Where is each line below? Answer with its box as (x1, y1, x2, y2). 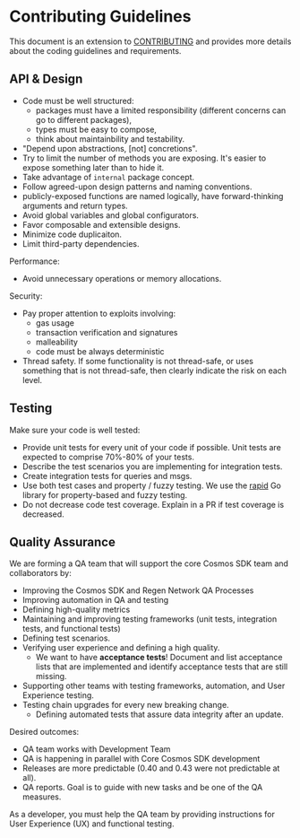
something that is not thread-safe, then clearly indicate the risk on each (21, 365, 287, 376)
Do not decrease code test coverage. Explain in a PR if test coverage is (21, 499, 285, 510)
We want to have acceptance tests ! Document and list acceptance (35, 652, 283, 663)
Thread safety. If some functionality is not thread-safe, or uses (21, 355, 253, 366)
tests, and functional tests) (21, 624, 121, 634)
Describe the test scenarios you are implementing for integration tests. (21, 460, 283, 472)
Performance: (9, 256, 60, 266)
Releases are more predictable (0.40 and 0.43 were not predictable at (21, 763, 280, 773)
